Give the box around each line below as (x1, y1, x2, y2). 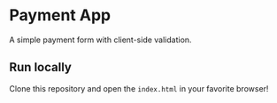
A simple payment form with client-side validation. (9, 34, 192, 45)
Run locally (9, 60, 73, 75)
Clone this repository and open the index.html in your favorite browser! (9, 83, 269, 93)
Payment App (9, 5, 112, 26)
